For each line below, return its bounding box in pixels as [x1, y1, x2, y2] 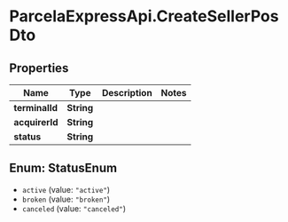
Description [101, 87, 152, 99]
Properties [9, 60, 69, 75]
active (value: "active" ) [21, 184, 111, 194]
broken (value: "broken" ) [21, 194, 111, 204]
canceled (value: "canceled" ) [21, 202, 127, 214]
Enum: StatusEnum [9, 161, 118, 176]
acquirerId [13, 116, 59, 128]
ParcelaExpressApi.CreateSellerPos [9, 6, 279, 27]
